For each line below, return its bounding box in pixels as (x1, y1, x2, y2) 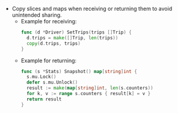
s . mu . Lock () (26, 74, 57, 80)
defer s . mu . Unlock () (26, 80, 78, 85)
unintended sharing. (11, 11, 62, 19)
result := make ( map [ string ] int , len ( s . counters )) (26, 85, 153, 91)
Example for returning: (20, 57, 77, 64)
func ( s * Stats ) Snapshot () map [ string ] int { (20, 68, 137, 74)
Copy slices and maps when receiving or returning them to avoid (11, 5, 173, 12)
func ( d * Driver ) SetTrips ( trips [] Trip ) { (20, 29, 132, 35)
